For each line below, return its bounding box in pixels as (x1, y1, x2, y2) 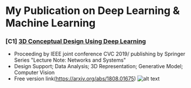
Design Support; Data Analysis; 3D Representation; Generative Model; (13, 63, 183, 70)
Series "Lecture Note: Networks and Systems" (13, 57, 127, 64)
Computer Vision (13, 69, 55, 76)
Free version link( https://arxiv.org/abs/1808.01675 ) (13, 75, 136, 82)
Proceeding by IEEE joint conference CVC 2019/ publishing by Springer (13, 51, 186, 58)
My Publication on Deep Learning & (5, 4, 180, 17)
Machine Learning (5, 16, 96, 30)
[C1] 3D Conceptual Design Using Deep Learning (5, 37, 146, 45)
